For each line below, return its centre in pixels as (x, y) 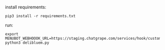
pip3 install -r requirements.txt (41, 16)
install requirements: (26, 7)
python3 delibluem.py (27, 43)
